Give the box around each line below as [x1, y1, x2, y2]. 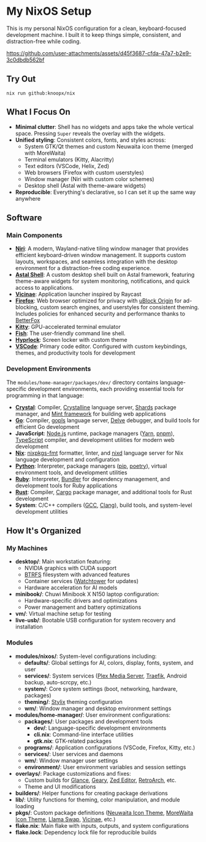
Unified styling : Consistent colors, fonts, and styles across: [15, 136, 166, 144]
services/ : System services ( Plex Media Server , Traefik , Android [24, 672, 187, 679]
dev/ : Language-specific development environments [33, 724, 167, 732]
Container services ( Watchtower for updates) [24, 577, 139, 585]
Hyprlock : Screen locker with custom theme [15, 336, 128, 344]
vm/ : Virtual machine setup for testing [15, 610, 112, 617]
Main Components [6, 231, 63, 239]
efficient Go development [15, 423, 80, 430]
